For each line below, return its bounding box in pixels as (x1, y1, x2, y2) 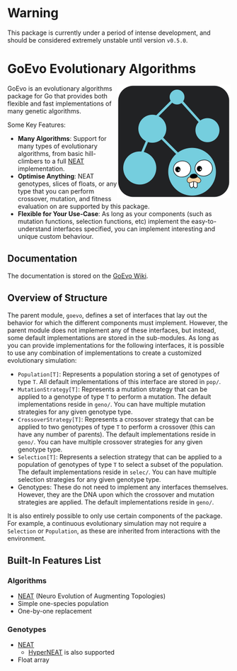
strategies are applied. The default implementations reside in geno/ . (17, 497, 214, 506)
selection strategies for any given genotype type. (17, 475, 161, 483)
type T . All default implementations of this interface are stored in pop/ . (17, 377, 221, 385)
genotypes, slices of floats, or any (17, 179, 117, 188)
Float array (17, 655, 50, 664)
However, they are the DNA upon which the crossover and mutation (17, 490, 214, 499)
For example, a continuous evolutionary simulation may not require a (7, 519, 207, 527)
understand (17, 225, 52, 233)
